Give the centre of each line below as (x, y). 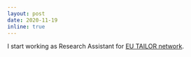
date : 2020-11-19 (33, 20)
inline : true (26, 26)
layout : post (26, 14)
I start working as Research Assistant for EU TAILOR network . (95, 47)
